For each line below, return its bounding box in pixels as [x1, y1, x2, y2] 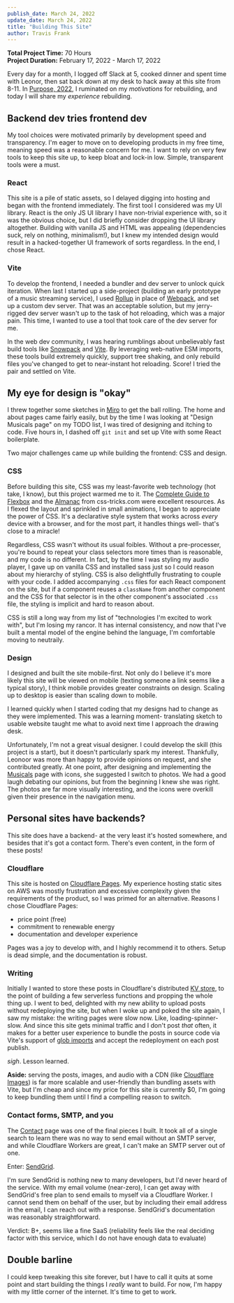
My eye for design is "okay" [7, 387, 131, 399]
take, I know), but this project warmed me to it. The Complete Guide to [7, 490, 210, 498]
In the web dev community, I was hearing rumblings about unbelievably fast [7, 337, 225, 346]
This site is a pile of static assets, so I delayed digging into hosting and [7, 194, 211, 203]
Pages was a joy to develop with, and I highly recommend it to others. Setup [7, 944, 226, 952]
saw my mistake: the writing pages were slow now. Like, [7, 1014, 169, 1022]
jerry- [196, 301, 213, 310]
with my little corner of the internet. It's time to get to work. [7, 1287, 177, 1296]
